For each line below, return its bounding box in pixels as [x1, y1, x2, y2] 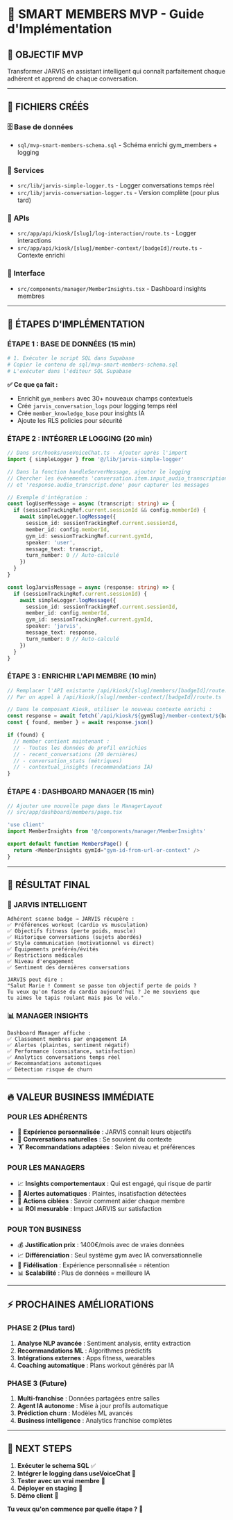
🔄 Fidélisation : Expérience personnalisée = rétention [17, 1260, 170, 1269]
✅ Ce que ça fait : [7, 380, 58, 388]
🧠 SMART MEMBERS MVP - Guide [7, 6, 205, 22]
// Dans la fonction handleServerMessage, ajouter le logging [7, 468, 191, 475]
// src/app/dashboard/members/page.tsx [7, 809, 123, 816]
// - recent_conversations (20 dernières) [13, 751, 138, 758]
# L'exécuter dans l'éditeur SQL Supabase [7, 368, 132, 375]
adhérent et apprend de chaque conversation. [7, 74, 139, 83]
